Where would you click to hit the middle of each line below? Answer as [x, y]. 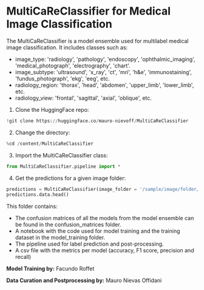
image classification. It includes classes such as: [67, 47]
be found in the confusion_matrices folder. [68, 225]
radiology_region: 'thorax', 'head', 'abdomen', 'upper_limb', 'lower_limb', [104, 85]
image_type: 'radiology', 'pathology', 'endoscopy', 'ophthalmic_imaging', [105, 59]
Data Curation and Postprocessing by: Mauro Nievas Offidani [84, 280]
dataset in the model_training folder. [60, 238]
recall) [23, 257]
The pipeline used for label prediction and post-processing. [89, 244]
